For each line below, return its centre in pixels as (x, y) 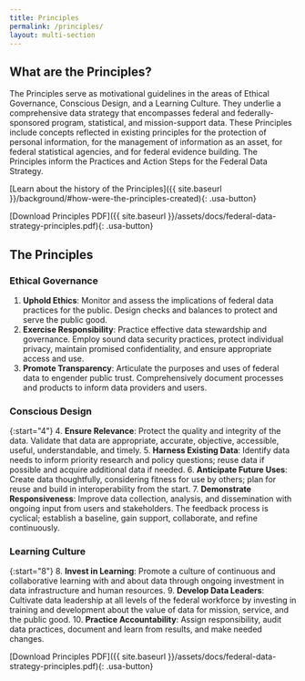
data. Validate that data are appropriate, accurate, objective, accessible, (144, 441)
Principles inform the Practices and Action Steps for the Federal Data (139, 161)
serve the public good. (65, 319)
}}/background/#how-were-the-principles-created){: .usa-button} (133, 199)
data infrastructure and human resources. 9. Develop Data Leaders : (137, 591)
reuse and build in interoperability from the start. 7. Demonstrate (131, 490)
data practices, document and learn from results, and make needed (136, 629)
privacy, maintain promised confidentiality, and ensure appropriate (147, 348)
